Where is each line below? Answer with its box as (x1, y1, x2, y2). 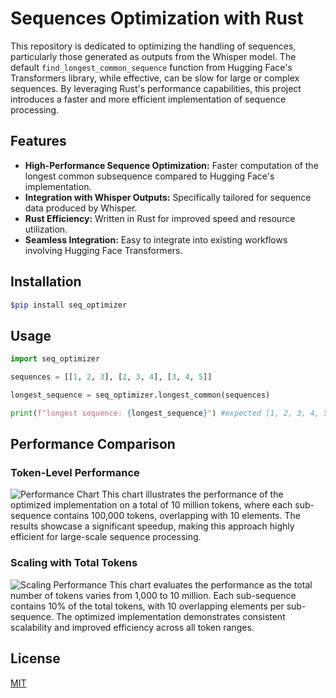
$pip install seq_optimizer (10, 300, 128, 310)
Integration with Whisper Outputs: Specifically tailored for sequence (24, 191, 312, 203)
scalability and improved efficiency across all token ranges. (10, 621, 255, 633)
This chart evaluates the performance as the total (109, 578, 313, 591)
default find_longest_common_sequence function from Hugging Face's (10, 61, 293, 73)
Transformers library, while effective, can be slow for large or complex (10, 72, 300, 84)
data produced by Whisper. (24, 202, 138, 214)
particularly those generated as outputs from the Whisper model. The (10, 50, 297, 62)
